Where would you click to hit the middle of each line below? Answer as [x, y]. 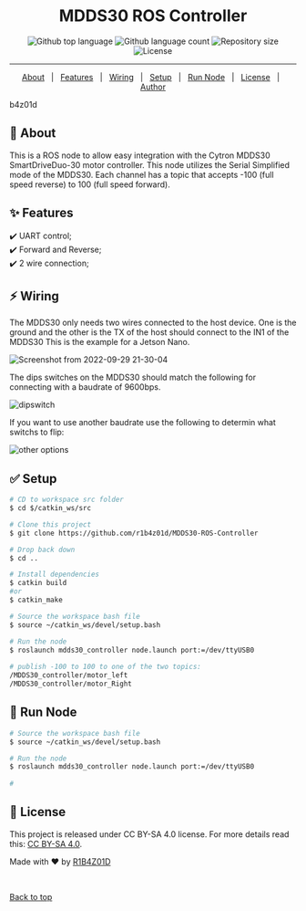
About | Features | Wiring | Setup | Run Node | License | [151, 77]
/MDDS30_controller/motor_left [69, 675]
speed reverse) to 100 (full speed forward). [90, 184]
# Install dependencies [55, 575]
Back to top [31, 896]
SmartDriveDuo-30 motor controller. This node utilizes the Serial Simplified [149, 164]
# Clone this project [51, 524]
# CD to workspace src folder [67, 500]
